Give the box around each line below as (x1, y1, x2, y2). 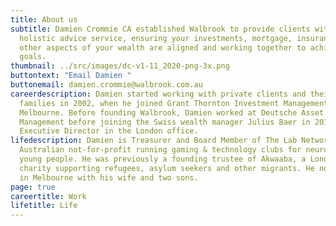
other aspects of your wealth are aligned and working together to (19, 42, 307, 53)
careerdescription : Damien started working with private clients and (10, 89, 307, 99)
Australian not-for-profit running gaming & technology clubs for (19, 145, 302, 155)
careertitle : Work (10, 191, 87, 201)
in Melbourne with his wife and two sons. (19, 172, 199, 183)
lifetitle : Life (10, 201, 78, 211)
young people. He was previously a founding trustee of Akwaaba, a (19, 154, 307, 164)
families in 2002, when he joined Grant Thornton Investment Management (19, 98, 329, 108)
